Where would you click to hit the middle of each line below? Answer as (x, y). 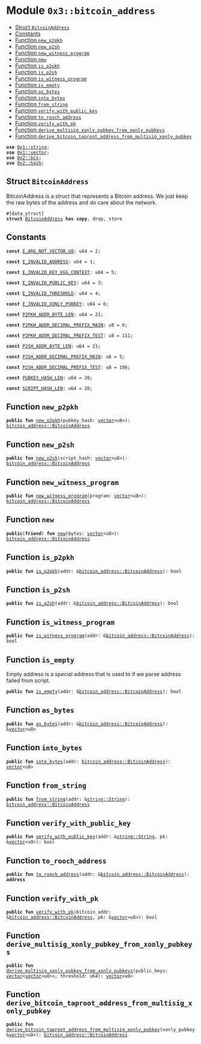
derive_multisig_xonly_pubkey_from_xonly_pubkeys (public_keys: (87, 971)
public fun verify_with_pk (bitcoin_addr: (59, 912)
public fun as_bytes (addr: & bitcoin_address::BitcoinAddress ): (87, 724)
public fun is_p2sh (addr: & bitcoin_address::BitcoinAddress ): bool (93, 604)
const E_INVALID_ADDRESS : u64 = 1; (51, 262)
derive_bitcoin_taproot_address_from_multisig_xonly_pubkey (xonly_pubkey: (102, 1030)
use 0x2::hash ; (25, 163)
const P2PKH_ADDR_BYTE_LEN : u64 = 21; (55, 314)
